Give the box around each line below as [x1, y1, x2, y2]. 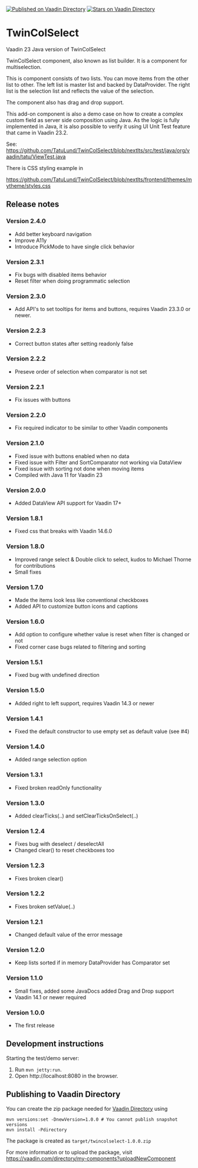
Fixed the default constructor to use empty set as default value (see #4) [14, 728, 190, 735]
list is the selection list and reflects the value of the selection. [6, 87, 154, 94]
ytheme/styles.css [6, 182, 51, 189]
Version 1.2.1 [6, 918, 43, 926]
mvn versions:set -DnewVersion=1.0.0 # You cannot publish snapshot [6, 1116, 178, 1123]
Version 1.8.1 [6, 514, 43, 522]
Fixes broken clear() [14, 875, 64, 882]
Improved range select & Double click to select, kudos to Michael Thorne [14, 555, 192, 563]
